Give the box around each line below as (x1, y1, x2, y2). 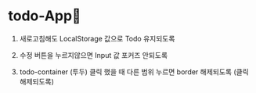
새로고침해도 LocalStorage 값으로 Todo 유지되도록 (19, 34, 175, 43)
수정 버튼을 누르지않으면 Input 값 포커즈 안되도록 (19, 50, 168, 59)
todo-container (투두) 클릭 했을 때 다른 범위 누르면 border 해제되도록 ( (19, 66, 236, 77)
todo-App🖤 (8, 7, 81, 25)
